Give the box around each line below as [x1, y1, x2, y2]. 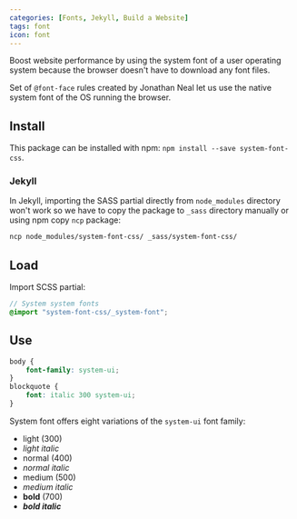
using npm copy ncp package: [9, 215, 121, 225]
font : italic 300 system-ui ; [25, 391, 136, 400]
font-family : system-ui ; [25, 365, 120, 374]
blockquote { [9, 383, 59, 392]
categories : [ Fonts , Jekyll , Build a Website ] [9, 13, 189, 23]
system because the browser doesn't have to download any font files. [9, 65, 271, 75]
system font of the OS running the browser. [9, 92, 171, 103]
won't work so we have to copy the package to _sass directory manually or [9, 205, 289, 216]
